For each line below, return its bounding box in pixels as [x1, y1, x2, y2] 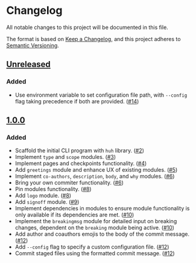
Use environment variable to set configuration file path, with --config [14, 91, 188, 99]
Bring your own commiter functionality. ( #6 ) [14, 179, 124, 186]
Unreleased [6, 59, 51, 70]
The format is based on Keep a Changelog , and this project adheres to [6, 35, 181, 42]
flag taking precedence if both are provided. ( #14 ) [14, 97, 139, 105]
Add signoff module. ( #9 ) [14, 198, 80, 206]
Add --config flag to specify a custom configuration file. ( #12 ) [14, 243, 169, 251]
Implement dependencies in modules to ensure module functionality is [14, 205, 190, 212]
